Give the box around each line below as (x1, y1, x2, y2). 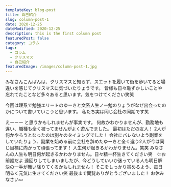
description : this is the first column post (5, 31, 102, 36)
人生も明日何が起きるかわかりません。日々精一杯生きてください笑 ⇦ (14, 151, 162, 158)
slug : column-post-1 (5, 17, 50, 22)
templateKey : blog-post (5, 7, 56, 13)
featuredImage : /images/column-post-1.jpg (5, 64, 97, 69)
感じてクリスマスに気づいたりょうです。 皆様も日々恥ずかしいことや (18, 85, 163, 91)
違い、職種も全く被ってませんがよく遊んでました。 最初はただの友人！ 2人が (5, 126, 166, 132)
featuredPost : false (5, 36, 50, 41)
